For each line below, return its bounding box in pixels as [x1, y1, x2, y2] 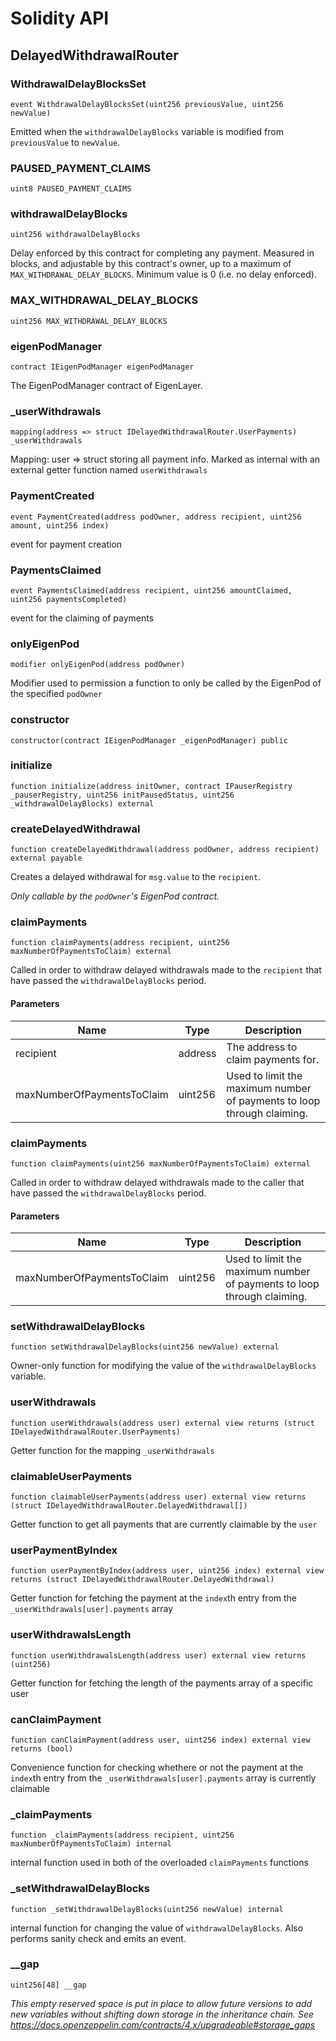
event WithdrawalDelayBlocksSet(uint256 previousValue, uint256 [10, 99, 284, 109]
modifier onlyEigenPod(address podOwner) [10, 660, 186, 670]
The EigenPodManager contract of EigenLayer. [10, 380, 203, 392]
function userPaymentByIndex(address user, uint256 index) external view [10, 1566, 325, 1576]
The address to [226, 1040, 298, 1054]
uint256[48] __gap [10, 1980, 87, 1990]
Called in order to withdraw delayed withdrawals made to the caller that [10, 1176, 305, 1188]
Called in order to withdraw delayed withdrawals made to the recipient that [10, 964, 322, 976]
